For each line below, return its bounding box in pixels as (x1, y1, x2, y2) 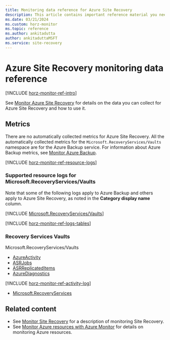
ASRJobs (12, 260, 32, 266)
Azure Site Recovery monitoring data (5, 62, 164, 74)
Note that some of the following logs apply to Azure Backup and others (5, 190, 153, 196)
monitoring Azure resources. (12, 329, 72, 335)
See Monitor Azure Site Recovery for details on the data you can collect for (5, 99, 161, 106)
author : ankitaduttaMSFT (5, 36, 58, 41)
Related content (5, 305, 57, 314)
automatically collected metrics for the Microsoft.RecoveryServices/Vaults (5, 139, 161, 145)
